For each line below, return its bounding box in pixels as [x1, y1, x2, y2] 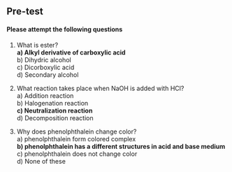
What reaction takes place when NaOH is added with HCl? [16, 84, 184, 92]
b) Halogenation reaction [16, 99, 89, 107]
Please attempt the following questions [6, 24, 123, 34]
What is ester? [16, 41, 59, 49]
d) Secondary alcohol [16, 70, 79, 79]
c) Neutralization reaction [16, 106, 93, 115]
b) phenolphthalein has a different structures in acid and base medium [16, 142, 226, 150]
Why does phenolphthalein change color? [16, 127, 137, 136]
